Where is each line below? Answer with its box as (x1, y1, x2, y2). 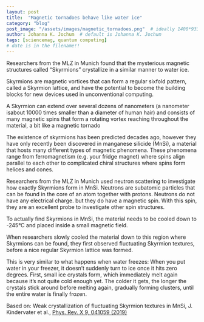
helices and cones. (6, 165, 53, 173)
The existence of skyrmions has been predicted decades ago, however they (6, 133, 197, 140)
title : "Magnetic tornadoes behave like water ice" (6, 15, 143, 21)
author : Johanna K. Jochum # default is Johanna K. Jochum (6, 32, 162, 38)
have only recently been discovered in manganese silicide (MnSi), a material (6, 140, 197, 147)
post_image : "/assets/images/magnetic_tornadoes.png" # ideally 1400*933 (6, 26, 200, 32)
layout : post (6, 9, 39, 15)
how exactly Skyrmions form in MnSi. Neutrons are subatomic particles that (6, 183, 195, 191)
